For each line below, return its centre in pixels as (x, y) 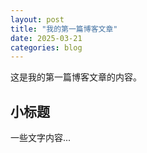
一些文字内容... (41, 138)
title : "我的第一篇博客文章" (64, 29)
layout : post (37, 19)
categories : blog (46, 47)
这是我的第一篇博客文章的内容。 (76, 77)
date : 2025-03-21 (46, 38)
